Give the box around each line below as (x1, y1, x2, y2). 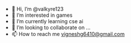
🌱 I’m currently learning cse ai (11, 18, 83, 24)
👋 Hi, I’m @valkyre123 (11, 6, 64, 12)
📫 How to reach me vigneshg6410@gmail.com (11, 31, 125, 37)
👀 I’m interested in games (11, 12, 73, 19)
